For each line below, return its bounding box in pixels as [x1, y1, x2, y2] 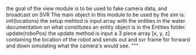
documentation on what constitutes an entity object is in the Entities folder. [6, 23, 186, 30]
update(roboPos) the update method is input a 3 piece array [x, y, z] [6, 30, 170, 37]
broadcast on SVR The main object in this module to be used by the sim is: [6, 11, 185, 18]
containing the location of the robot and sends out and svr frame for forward [6, 36, 190, 43]
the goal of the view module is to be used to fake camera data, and [6, 5, 167, 12]
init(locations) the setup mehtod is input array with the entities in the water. [6, 18, 187, 24]
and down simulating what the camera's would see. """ [6, 42, 139, 49]
